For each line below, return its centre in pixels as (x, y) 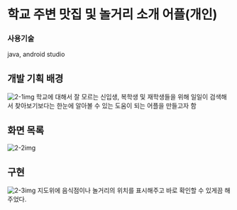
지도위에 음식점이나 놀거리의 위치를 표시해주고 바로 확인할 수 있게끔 (130, 190)
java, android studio (36, 55)
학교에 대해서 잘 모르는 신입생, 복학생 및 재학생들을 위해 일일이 (122, 97)
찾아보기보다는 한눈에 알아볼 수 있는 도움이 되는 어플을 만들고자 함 (105, 106)
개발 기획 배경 (35, 78)
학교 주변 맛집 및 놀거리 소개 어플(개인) (112, 15)
